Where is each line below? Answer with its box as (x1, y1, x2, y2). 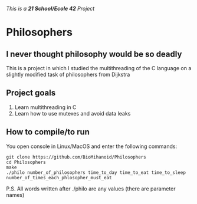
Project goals (6, 88, 56, 98)
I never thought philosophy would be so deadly (6, 49, 182, 59)
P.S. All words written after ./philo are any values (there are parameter (6, 185, 176, 192)
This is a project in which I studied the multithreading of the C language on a (6, 65, 192, 71)
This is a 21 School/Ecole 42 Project (6, 5, 95, 12)
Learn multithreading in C (14, 103, 77, 111)
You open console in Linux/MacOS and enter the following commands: (6, 143, 178, 150)
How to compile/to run (6, 127, 90, 137)
